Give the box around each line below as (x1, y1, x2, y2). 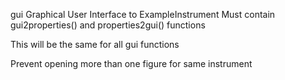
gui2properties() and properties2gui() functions (10, 19, 206, 31)
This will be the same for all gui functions (10, 39, 180, 50)
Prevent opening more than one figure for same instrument (10, 58, 253, 69)
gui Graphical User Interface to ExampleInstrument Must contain (10, 9, 276, 20)
